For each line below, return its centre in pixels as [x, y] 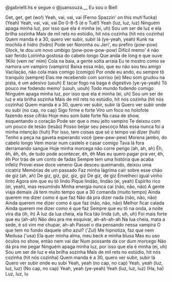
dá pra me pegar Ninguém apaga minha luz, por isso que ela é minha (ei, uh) [86, 247]
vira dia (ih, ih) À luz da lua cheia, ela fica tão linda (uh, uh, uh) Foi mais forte [86, 214]
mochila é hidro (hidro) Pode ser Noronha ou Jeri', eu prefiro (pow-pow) [81, 45]
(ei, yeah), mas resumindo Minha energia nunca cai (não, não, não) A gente [85, 186]
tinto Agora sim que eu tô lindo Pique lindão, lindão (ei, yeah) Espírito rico [83, 181]
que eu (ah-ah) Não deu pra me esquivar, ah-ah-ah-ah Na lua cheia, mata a [85, 219]
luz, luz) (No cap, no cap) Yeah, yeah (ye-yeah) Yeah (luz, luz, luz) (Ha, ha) [85, 268]
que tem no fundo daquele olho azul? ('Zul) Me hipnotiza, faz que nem [80, 230]
